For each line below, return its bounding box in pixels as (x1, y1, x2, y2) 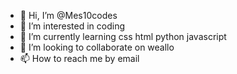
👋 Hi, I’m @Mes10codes (19, 10, 118, 21)
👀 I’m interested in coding (19, 20, 126, 32)
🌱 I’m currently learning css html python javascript (19, 31, 227, 42)
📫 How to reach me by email (19, 53, 140, 64)
